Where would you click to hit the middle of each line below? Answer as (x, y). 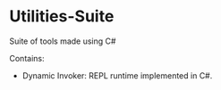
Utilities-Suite (62, 16)
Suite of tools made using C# (63, 41)
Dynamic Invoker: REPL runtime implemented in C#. (117, 75)
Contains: (27, 58)
